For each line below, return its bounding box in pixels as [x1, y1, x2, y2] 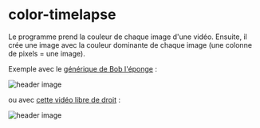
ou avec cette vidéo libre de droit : [8, 95, 121, 104]
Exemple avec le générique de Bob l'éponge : [8, 64, 158, 73]
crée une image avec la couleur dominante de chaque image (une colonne [8, 40, 253, 49]
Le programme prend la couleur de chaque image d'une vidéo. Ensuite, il [8, 32, 247, 41]
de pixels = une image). [8, 48, 85, 58]
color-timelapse [8, 6, 116, 24]
